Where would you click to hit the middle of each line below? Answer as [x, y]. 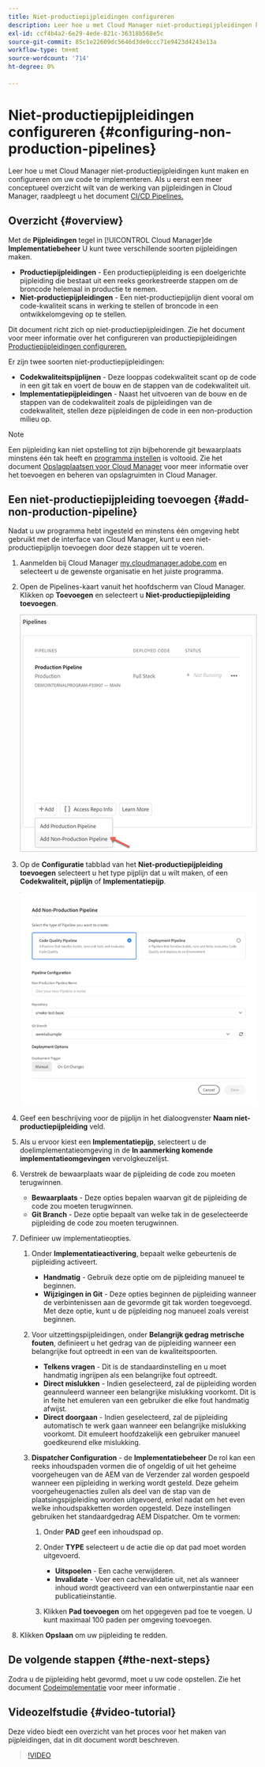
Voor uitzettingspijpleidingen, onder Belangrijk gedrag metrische [138, 1335]
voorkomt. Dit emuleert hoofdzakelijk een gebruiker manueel [142, 1434]
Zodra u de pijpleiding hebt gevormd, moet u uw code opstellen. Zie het [125, 1679]
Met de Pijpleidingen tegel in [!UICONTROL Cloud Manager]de [110, 240]
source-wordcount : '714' [49, 59]
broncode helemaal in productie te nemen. [88, 289]
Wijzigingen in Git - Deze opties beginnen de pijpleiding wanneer [149, 1294]
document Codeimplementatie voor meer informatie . [94, 1687]
